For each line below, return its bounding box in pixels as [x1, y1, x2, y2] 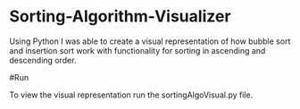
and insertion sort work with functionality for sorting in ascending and [9, 45, 266, 55]
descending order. [9, 54, 77, 65]
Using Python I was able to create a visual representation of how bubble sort [9, 36, 291, 46]
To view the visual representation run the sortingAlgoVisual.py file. [9, 89, 254, 100]
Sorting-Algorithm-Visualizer [9, 6, 231, 27]
